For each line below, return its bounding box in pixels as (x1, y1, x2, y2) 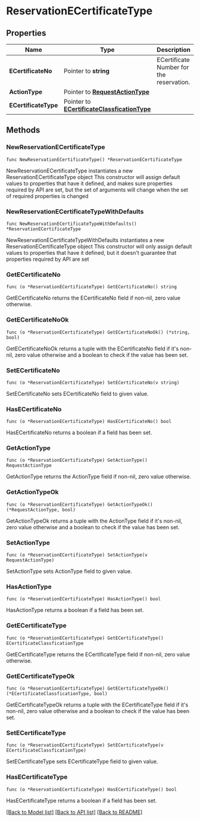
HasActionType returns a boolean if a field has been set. (6, 607, 144, 614)
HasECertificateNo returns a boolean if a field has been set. (6, 429, 152, 436)
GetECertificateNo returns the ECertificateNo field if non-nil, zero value (6, 294, 181, 302)
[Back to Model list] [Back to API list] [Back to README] (6, 808, 143, 816)
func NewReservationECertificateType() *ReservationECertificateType (6, 156, 183, 162)
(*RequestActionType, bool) (6, 507, 76, 513)
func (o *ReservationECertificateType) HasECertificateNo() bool (6, 419, 171, 425)
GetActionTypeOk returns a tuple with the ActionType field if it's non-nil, (6, 517, 183, 524)
